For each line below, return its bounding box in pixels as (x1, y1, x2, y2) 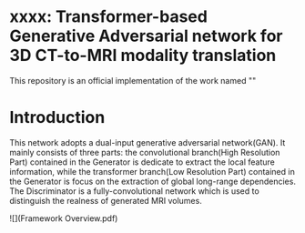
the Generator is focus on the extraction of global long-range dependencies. (9, 176, 296, 187)
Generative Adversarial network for (9, 25, 283, 46)
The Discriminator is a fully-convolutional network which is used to (9, 185, 259, 197)
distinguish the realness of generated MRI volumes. (9, 195, 202, 206)
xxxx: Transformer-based (9, 6, 208, 27)
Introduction (9, 107, 106, 128)
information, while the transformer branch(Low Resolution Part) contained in (9, 166, 296, 177)
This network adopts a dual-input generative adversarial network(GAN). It (9, 137, 286, 147)
